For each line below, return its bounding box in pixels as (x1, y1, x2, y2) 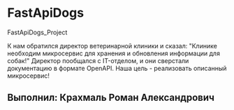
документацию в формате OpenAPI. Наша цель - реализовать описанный (7, 64, 227, 72)
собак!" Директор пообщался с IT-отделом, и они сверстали (7, 56, 189, 64)
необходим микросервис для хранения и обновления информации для (7, 49, 220, 57)
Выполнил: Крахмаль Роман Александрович (7, 92, 215, 104)
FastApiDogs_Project (7, 28, 68, 36)
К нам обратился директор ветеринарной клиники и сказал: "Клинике (7, 41, 218, 50)
